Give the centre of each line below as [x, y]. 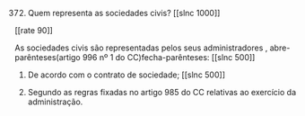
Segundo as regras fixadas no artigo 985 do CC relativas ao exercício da [162, 92]
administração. [55, 102]
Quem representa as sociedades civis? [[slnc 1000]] [124, 13]
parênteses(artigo [48, 57]
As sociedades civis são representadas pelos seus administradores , [141, 48]
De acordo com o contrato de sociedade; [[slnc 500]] [126, 75]
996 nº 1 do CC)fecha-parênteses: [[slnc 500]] [169, 57]
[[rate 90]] [34, 30]
